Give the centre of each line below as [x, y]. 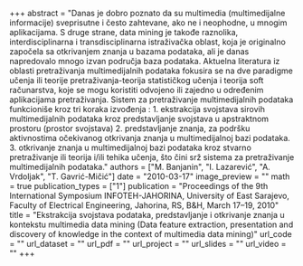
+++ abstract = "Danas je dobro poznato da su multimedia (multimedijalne [147, 13]
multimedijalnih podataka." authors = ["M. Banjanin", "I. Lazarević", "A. [140, 167]
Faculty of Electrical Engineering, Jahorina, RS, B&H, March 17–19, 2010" [144, 205]
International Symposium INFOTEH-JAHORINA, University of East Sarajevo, [149, 195]
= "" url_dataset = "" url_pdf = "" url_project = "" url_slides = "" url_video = [148, 244]
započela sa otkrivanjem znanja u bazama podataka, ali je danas [129, 52]
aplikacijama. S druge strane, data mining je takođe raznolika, [124, 32]
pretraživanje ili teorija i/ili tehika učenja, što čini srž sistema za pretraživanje [152, 157]
